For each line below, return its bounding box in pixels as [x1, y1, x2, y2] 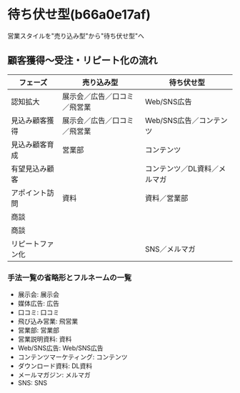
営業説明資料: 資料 [17, 335, 72, 344]
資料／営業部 [145, 193, 189, 203]
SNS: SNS [17, 379, 48, 387]
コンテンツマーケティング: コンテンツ [17, 353, 128, 362]
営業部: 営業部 [17, 326, 59, 334]
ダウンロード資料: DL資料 [17, 362, 93, 370]
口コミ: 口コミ [17, 308, 59, 317]
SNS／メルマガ [145, 244, 196, 254]
